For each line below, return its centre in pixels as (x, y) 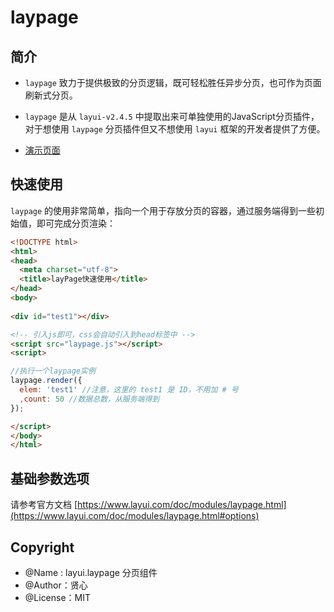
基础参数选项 (50, 478)
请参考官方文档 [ (44, 505)
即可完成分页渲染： (76, 223)
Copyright (42, 547)
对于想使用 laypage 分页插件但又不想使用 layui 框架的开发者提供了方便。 (175, 129)
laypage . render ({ (46, 381)
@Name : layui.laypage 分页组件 (91, 572)
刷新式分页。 (51, 95)
